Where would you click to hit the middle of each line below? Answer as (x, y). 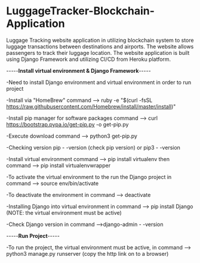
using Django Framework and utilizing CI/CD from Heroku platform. (89, 59)
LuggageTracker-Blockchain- (81, 11)
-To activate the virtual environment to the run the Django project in (89, 177)
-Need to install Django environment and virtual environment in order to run (99, 82)
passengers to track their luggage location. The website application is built (98, 52)
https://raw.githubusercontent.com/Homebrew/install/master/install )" (91, 106)
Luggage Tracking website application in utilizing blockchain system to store (100, 40)
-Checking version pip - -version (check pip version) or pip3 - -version (93, 147)
